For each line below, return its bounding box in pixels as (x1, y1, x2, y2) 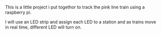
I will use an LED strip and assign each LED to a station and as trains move (5, 19, 157, 25)
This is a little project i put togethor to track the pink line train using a (5, 4, 145, 10)
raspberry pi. (5, 9, 32, 15)
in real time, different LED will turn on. (5, 24, 82, 30)
